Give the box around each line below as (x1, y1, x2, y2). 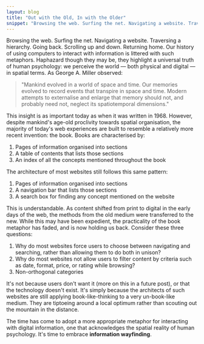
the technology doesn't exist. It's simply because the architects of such (6, 287, 185, 294)
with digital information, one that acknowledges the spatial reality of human (6, 324, 195, 332)
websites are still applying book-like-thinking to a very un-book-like (6, 293, 175, 300)
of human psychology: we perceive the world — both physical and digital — (6, 63, 195, 70)
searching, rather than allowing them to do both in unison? (15, 249, 161, 256)
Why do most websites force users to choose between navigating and (15, 242, 191, 250)
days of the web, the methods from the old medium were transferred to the (6, 211, 194, 219)
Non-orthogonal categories (15, 269, 84, 276)
